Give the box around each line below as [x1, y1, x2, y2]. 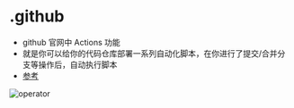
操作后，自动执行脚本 [38, 59, 118, 70]
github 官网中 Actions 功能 [22, 37, 120, 47]
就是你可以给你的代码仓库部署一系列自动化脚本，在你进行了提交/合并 [22, 47, 278, 59]
